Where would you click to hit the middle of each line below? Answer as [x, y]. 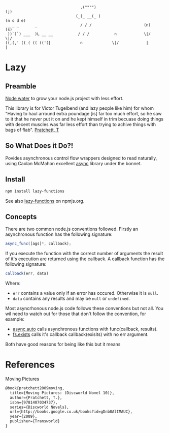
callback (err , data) [27, 274]
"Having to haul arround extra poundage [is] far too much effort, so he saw [83, 114]
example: [15, 319]
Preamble [21, 86]
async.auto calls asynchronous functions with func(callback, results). [85, 329]
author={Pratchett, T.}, [36, 397]
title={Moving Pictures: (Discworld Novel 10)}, [62, 393]
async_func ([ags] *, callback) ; [38, 244]
